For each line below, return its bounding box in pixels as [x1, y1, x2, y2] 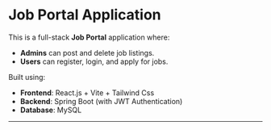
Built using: [8, 72, 46, 82]
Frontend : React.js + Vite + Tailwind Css [19, 87, 155, 98]
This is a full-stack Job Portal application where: [8, 32, 170, 42]
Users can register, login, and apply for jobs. [19, 57, 169, 66]
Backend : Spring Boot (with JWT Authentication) [19, 96, 183, 106]
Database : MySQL [19, 105, 82, 115]
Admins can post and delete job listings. [19, 48, 155, 57]
